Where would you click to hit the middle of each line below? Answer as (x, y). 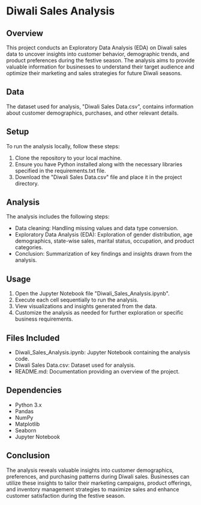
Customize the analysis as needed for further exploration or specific (99, 313)
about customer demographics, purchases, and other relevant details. (92, 113)
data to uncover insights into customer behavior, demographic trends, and (98, 54)
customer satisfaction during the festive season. (66, 495)
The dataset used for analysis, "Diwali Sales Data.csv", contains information (100, 106)
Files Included (33, 338)
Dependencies (34, 391)
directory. (27, 183)
